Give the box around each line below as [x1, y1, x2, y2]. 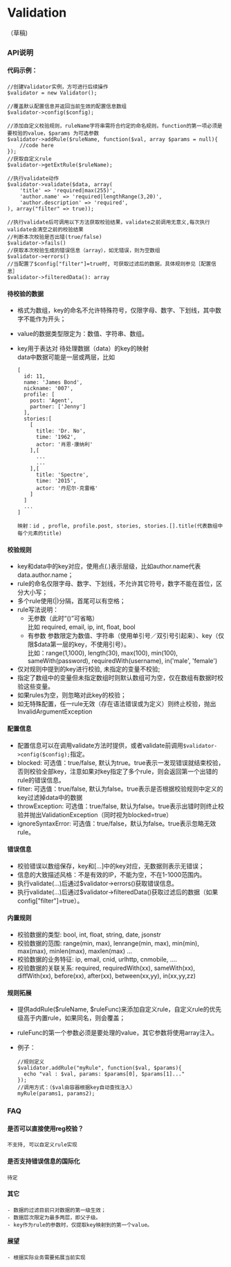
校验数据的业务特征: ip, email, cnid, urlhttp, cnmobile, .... [17, 955, 178, 964]
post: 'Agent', [30, 397, 74, 404]
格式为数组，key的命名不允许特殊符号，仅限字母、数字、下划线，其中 [17, 306, 216, 314]
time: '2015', [35, 478, 77, 485]
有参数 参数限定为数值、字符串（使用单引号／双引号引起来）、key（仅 [27, 632, 225, 640]
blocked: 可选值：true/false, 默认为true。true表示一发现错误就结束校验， [17, 758, 225, 766]
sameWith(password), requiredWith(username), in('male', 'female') [27, 657, 218, 665]
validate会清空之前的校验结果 [7, 226, 84, 233]
